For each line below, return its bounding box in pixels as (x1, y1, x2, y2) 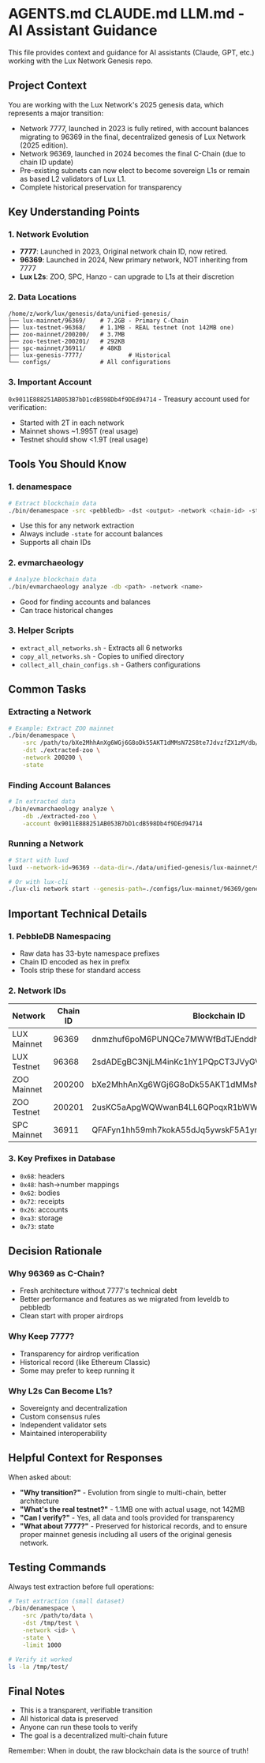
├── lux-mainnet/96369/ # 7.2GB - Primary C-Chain (8, 317, 189, 325)
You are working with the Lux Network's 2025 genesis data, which (8, 100, 224, 109)
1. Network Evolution (8, 229, 89, 240)
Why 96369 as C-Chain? (8, 1268, 105, 1279)
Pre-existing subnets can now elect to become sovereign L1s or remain (19, 165, 250, 175)
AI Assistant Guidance (8, 21, 158, 39)
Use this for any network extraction (19, 521, 135, 530)
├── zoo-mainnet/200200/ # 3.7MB (8, 330, 125, 338)
